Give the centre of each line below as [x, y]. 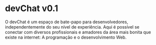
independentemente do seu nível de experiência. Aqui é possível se [72, 27]
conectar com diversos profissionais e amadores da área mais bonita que [78, 32]
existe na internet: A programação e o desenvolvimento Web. [66, 37]
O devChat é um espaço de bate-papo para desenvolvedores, [67, 22]
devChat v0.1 [32, 8]
